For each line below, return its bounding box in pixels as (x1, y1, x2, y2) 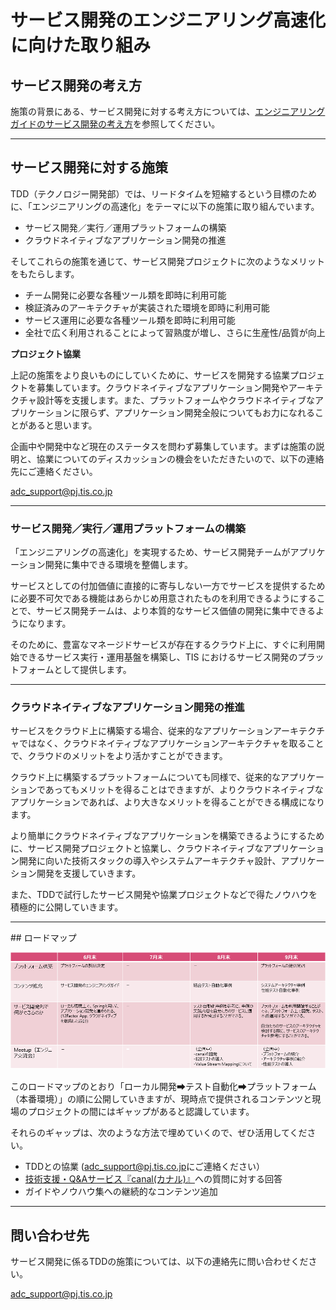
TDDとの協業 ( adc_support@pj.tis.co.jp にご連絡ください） (24, 1161, 266, 1173)
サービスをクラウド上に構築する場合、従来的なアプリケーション (10, 725, 273, 737)
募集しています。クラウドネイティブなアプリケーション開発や (36, 381, 289, 393)
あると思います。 (27, 419, 98, 431)
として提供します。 (53, 664, 132, 676)
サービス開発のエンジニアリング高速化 (10, 9, 327, 32)
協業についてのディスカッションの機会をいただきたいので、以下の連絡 (36, 452, 325, 465)
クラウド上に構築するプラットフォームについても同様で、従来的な (10, 771, 281, 783)
